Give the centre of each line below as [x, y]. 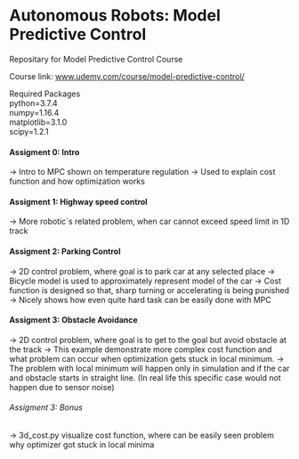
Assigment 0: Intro [44, 152]
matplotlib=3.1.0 [38, 122]
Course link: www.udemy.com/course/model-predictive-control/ [127, 76]
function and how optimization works [77, 181]
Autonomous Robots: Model [115, 16]
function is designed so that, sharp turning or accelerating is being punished [149, 290]
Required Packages [45, 94]
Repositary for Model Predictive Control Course [96, 59]
